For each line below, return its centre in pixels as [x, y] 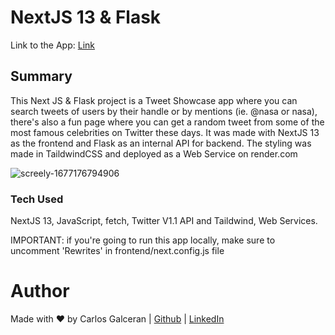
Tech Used [37, 199]
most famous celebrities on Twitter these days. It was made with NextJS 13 [165, 132]
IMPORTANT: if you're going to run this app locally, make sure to [143, 240]
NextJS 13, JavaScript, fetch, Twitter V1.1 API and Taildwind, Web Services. [164, 221]
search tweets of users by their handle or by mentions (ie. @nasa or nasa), [164, 111]
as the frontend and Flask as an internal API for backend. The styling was [161, 143]
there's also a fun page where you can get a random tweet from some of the [167, 122]
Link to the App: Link [52, 45]
